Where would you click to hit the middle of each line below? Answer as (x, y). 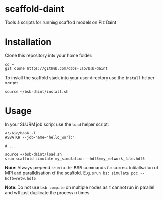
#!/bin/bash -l (20, 133)
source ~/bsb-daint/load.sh (34, 154)
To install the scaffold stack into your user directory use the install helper (80, 77)
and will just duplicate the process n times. (48, 192)
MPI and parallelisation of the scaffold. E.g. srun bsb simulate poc (72, 173)
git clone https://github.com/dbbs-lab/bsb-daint (56, 68)
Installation (28, 42)
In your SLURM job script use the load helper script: (57, 124)
